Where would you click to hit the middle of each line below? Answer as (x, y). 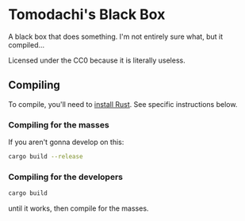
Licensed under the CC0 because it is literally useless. (97, 60)
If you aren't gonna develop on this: (66, 142)
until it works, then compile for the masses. (78, 208)
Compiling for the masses (59, 124)
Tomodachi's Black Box (87, 15)
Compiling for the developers (66, 177)
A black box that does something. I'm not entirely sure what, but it (116, 36)
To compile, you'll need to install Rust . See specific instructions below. (123, 104)
